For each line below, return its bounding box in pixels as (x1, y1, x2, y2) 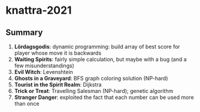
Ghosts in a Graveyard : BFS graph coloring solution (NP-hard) (14, 75, 168, 82)
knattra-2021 (5, 4, 72, 17)
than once (14, 100, 40, 107)
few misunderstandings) (14, 62, 74, 69)
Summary (5, 27, 43, 38)
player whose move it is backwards (14, 49, 102, 57)
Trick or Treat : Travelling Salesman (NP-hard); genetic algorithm (14, 88, 174, 94)
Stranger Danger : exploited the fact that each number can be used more (14, 94, 194, 101)
